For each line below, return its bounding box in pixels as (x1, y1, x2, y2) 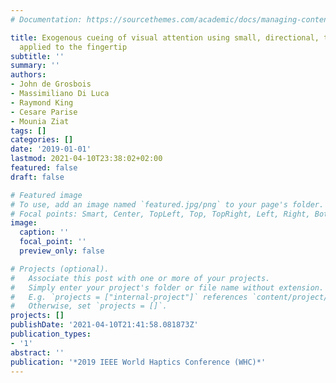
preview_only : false (19, 246, 105, 256)
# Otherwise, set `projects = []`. (10, 301, 168, 311)
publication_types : (10, 329, 92, 339)
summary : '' (10, 61, 60, 71)
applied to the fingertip (19, 42, 128, 52)
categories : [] (10, 135, 74, 145)
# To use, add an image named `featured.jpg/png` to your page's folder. (10, 199, 325, 210)
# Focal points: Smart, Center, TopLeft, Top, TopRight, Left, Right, (10, 209, 311, 219)
